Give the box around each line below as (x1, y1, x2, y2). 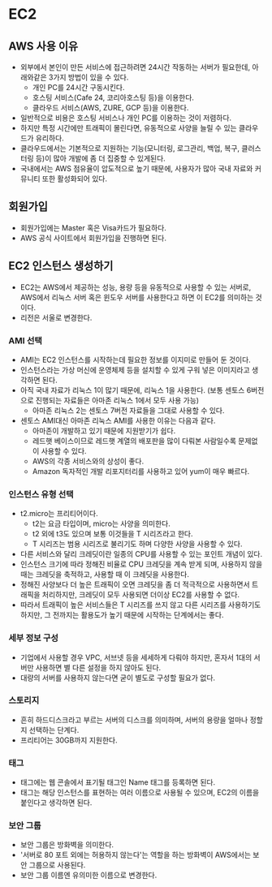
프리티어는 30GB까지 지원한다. (19, 735, 118, 745)
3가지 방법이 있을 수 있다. (48, 72, 129, 82)
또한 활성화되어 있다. (41, 174, 108, 183)
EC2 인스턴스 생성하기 (8, 259, 114, 273)
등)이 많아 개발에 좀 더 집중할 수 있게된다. (35, 153, 166, 163)
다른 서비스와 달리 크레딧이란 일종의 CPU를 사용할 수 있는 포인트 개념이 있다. (19, 549, 263, 559)
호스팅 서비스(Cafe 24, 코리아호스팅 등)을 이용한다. (32, 93, 195, 102)
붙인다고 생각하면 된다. (19, 798, 93, 807)
